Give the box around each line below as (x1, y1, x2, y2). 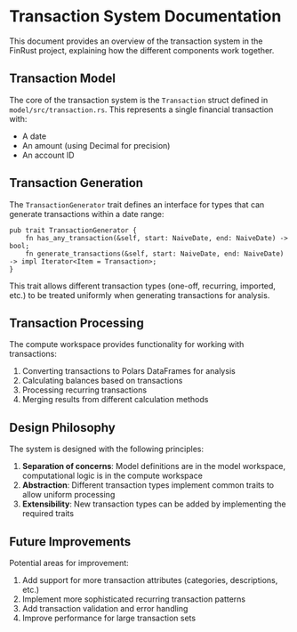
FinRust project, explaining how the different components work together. (9, 45, 275, 55)
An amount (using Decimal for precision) (21, 140, 171, 150)
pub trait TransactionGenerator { (9, 225, 138, 235)
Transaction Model (9, 71, 116, 86)
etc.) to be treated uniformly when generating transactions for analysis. (9, 289, 270, 300)
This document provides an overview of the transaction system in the (9, 36, 263, 46)
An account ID (21, 150, 75, 160)
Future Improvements (9, 534, 132, 549)
